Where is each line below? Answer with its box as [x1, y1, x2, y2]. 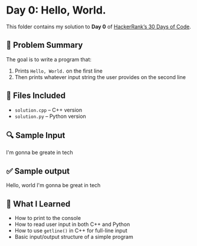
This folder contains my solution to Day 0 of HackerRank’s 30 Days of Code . [6, 23, 192, 30]
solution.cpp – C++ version [14, 106, 83, 113]
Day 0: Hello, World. [6, 4, 106, 17]
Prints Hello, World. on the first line [14, 67, 103, 74]
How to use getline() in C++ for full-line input [14, 227, 128, 234]
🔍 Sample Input [6, 130, 65, 140]
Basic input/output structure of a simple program [14, 234, 134, 240]
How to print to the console [14, 215, 81, 221]
